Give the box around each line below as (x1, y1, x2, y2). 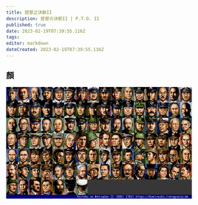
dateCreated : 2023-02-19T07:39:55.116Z (6, 47, 104, 53)
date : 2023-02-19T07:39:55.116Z (6, 28, 85, 34)
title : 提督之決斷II (6, 9, 52, 15)
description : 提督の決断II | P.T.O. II (6, 15, 100, 22)
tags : (6, 34, 19, 41)
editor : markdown (6, 41, 49, 46)
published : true (6, 22, 46, 28)
